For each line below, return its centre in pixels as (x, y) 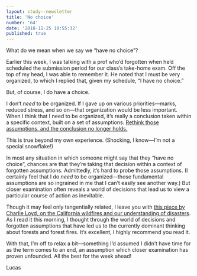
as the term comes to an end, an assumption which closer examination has (97, 250)
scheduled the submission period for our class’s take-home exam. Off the (96, 68)
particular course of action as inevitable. (55, 196)
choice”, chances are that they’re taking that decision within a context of (94, 164)
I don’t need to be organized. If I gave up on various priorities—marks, (91, 103)
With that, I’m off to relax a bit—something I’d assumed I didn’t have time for (98, 243)
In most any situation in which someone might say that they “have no (90, 158)
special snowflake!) (30, 147)
